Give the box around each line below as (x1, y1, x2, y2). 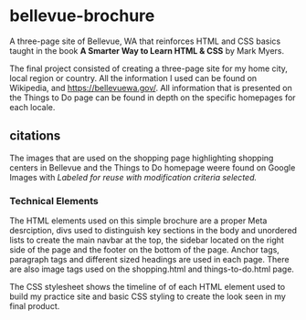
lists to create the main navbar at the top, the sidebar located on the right (9, 234, 285, 246)
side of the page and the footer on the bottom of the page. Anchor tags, (9, 244, 280, 255)
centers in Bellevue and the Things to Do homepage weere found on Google (9, 161, 296, 173)
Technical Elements (9, 194, 99, 207)
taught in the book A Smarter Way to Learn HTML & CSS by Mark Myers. (9, 45, 285, 56)
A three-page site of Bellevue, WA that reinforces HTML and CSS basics (9, 36, 281, 46)
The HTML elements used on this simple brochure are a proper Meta (9, 215, 268, 226)
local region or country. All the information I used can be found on (9, 72, 258, 83)
